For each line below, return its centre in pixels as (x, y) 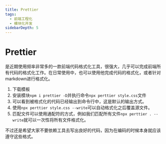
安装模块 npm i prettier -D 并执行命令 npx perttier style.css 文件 (79, 95)
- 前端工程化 (21, 19)
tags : (11, 14)
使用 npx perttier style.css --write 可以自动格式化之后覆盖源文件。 (82, 108)
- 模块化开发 (21, 23)
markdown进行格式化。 (29, 79)
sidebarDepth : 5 (22, 28)
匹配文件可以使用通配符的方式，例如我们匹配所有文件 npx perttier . (82, 114)
